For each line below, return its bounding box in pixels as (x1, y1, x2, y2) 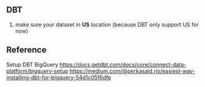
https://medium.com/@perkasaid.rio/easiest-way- (69, 67, 195, 74)
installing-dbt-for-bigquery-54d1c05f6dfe (6, 74, 112, 81)
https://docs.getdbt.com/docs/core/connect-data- (59, 60, 187, 68)
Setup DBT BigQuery (6, 60, 59, 68)
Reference (6, 45, 47, 55)
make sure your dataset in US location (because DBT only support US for (15, 21, 199, 28)
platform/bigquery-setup (6, 67, 68, 74)
